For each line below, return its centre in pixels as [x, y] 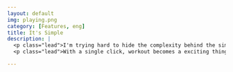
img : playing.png [32, 20]
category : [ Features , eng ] [46, 26]
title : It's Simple [35, 33]
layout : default [31, 13]
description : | [29, 39]
